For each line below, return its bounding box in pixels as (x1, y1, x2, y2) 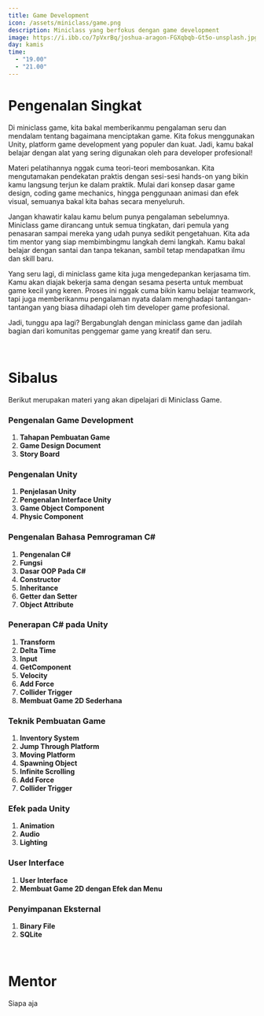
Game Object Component (19, 503, 104, 513)
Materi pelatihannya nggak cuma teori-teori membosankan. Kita (8, 163, 214, 172)
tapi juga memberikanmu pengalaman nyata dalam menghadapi (8, 294, 214, 303)
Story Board (19, 449, 60, 458)
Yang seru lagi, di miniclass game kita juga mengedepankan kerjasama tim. (8, 269, 251, 278)
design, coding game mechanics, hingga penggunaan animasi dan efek (8, 188, 240, 198)
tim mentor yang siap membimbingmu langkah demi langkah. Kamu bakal (8, 237, 246, 247)
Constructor (19, 574, 61, 584)
